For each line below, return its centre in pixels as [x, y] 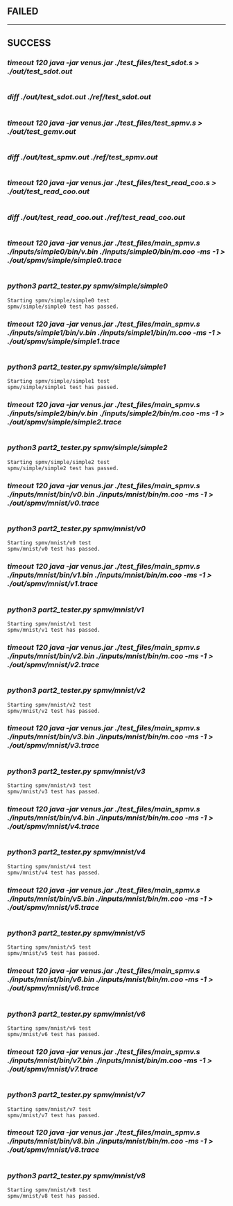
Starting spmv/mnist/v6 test [49, 1028]
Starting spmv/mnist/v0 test [49, 543]
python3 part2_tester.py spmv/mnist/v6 [76, 1014]
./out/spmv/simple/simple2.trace [64, 422]
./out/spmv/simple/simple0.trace [64, 260]
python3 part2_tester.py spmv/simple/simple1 [87, 367]
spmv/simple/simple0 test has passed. [63, 307]
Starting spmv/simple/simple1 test [59, 381]
